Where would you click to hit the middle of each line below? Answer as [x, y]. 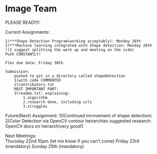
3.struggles [36, 106]
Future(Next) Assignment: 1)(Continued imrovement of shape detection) [78, 115]
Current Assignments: [28, 32]
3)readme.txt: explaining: [42, 93]
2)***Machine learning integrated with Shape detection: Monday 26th [79, 45]
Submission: [17, 72]
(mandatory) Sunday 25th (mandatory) [45, 146]
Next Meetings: [21, 136]
